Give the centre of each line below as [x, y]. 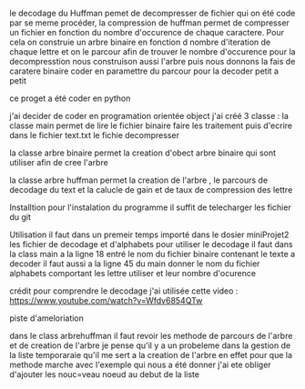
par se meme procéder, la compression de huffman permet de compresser [149, 23]
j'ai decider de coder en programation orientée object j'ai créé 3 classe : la [149, 116]
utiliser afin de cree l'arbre [59, 162]
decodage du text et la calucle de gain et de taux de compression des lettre [151, 190]
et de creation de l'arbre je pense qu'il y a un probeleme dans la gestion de [150, 345]
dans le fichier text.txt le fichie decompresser [95, 135]
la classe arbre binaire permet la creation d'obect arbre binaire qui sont [142, 153]
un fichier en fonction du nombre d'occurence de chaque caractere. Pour [147, 32]
